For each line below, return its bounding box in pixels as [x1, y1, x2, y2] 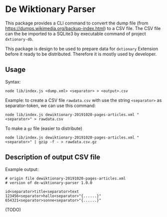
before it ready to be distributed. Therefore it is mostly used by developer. [5, 51, 157, 57]
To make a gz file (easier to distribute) [5, 125, 83, 131]
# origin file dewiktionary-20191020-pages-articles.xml [5, 176, 126, 181]
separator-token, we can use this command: [5, 102, 96, 108]
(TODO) [5, 206, 21, 212]
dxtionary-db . [5, 36, 33, 42]
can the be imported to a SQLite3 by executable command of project [5, 30, 146, 36]
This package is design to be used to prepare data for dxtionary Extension [5, 45, 159, 51]
